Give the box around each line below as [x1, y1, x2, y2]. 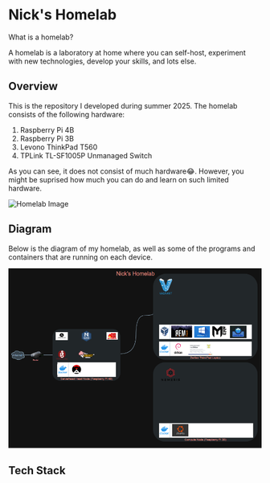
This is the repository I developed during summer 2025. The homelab [8, 100, 238, 110]
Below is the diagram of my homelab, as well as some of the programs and [8, 244, 256, 253]
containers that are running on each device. [8, 252, 153, 262]
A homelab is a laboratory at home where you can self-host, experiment [8, 47, 247, 57]
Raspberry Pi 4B [19, 125, 75, 134]
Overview [8, 80, 59, 93]
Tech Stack [8, 464, 66, 477]
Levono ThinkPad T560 [19, 142, 98, 152]
